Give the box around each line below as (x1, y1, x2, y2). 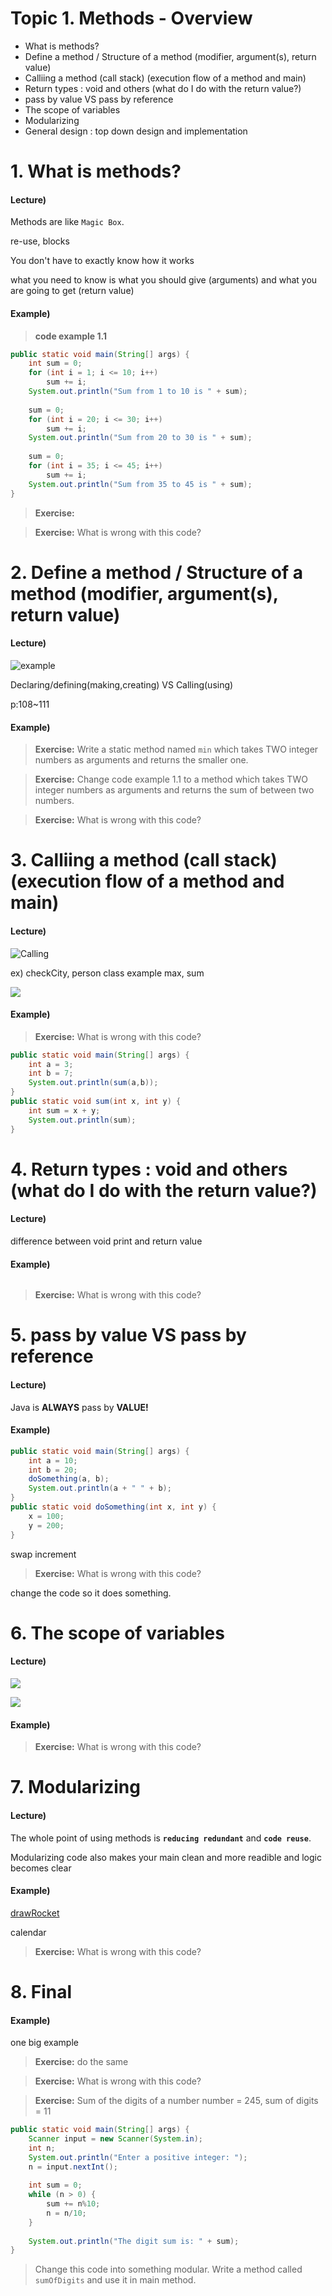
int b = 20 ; (28, 1465, 78, 1475)
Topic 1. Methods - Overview (10, 7, 253, 30)
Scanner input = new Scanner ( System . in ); (28, 2133, 203, 2144)
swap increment (10, 1548, 77, 1560)
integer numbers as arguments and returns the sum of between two (34, 784, 315, 796)
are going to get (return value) (10, 285, 135, 297)
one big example (10, 2037, 79, 2049)
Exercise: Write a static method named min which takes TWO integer (34, 743, 319, 756)
